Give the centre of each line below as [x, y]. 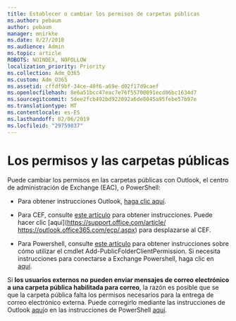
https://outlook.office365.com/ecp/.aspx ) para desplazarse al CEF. [114, 230]
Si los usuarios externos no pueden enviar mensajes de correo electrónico [118, 280]
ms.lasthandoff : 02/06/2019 [49, 119]
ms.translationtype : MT [42, 106]
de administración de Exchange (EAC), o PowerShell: [84, 187]
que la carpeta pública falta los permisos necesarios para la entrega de [111, 295]
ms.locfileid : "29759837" [45, 126]
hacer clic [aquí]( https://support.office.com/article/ [92, 223]
